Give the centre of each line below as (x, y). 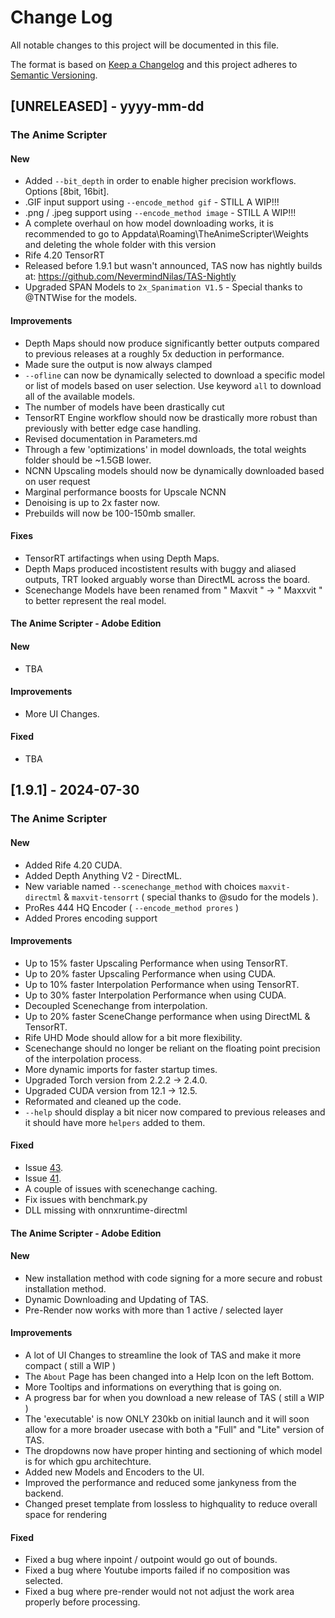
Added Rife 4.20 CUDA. (73, 865)
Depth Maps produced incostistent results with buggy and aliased (160, 568)
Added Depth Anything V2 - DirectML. (103, 875)
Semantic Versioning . (54, 75)
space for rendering (66, 1514)
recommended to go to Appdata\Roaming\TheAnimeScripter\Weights (166, 234)
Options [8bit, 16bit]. (67, 192)
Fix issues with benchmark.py (86, 1199)
